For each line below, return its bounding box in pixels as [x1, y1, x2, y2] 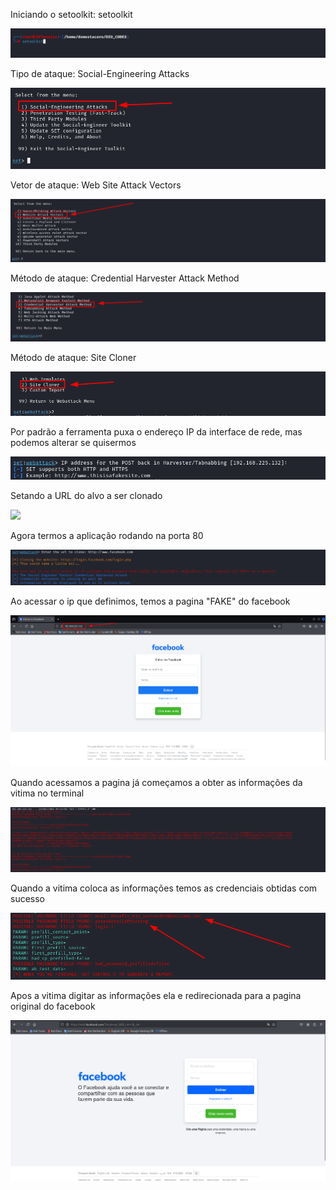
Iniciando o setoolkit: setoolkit [10, 9, 133, 20]
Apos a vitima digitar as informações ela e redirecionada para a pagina [10, 990, 302, 1002]
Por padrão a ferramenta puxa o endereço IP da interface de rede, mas [10, 425, 303, 438]
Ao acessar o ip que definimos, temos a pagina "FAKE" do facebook [10, 595, 291, 608]
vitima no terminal [10, 787, 85, 799]
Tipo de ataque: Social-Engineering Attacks [10, 68, 190, 80]
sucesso [10, 893, 46, 905]
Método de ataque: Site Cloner [10, 352, 137, 364]
